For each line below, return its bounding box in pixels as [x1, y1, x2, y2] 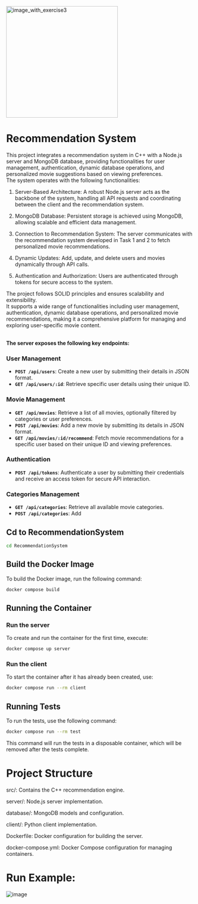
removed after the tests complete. [6, 746, 89, 753]
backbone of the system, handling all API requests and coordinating [14, 194, 181, 202]
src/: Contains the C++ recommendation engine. [6, 786, 125, 793]
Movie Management [6, 395, 65, 404]
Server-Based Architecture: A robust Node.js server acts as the [14, 188, 170, 195]
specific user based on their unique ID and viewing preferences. [14, 440, 172, 448]
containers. [6, 850, 34, 857]
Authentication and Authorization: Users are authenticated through [14, 272, 178, 279]
